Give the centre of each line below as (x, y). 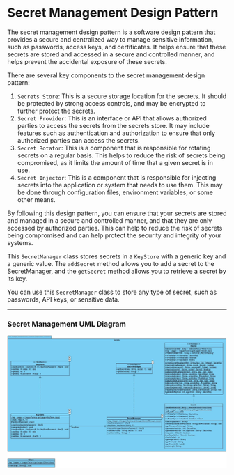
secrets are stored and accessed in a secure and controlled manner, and (111, 54)
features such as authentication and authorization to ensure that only (116, 133)
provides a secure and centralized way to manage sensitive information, (110, 39)
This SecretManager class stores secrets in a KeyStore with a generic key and (117, 256)
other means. (36, 199)
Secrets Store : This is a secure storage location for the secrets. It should (122, 96)
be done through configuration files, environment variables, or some (115, 192)
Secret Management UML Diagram (67, 324)
